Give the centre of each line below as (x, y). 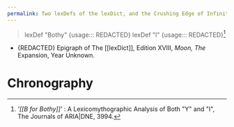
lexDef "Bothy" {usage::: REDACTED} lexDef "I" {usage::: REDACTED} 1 (125, 34)
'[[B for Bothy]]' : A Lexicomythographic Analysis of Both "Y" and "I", (116, 109)
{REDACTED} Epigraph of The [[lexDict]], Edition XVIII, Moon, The (111, 48)
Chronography (50, 83)
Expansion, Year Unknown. (56, 56)
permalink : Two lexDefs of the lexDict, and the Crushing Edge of (106, 14)
